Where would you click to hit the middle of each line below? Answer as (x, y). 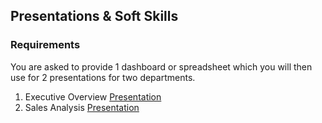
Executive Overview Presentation (93, 96)
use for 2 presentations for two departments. (103, 77)
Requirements (45, 45)
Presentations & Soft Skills (94, 16)
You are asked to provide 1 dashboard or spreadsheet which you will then (161, 66)
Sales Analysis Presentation (82, 107)
